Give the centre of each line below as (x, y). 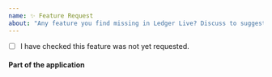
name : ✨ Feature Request (51, 16)
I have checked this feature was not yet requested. (105, 46)
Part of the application (47, 65)
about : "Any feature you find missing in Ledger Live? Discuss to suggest (137, 23)
